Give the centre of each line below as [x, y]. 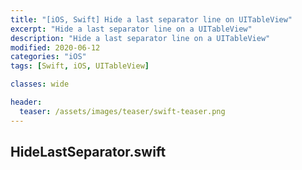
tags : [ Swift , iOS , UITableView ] [80, 66]
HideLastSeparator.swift [88, 152]
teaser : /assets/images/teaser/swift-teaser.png [122, 111]
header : [26, 102]
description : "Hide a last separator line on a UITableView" [140, 38]
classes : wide [40, 84]
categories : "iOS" [48, 57]
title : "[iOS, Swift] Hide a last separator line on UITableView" [151, 19]
